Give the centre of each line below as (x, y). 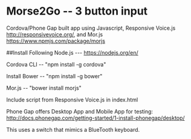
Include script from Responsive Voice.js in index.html (72, 100)
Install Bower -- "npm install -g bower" (54, 76)
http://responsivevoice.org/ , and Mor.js (55, 34)
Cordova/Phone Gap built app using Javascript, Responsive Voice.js (91, 28)
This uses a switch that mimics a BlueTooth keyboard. (73, 129)
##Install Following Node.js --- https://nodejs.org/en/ (73, 52)
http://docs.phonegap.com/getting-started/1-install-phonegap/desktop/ (96, 118)
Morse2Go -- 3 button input (77, 11)
